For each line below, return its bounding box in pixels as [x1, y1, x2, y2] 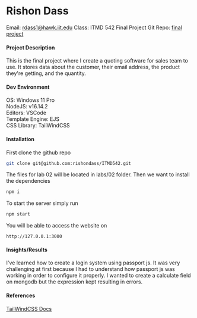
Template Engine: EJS [6, 116, 60, 123]
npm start [6, 211, 31, 217]
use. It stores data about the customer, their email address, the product [6, 64, 180, 71]
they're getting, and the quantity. [6, 70, 86, 77]
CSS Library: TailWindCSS [6, 122, 70, 129]
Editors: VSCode [6, 109, 46, 117]
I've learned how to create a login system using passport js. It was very [6, 259, 180, 266]
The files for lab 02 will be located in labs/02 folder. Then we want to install [6, 171, 190, 178]
